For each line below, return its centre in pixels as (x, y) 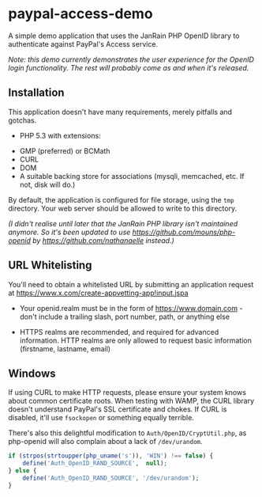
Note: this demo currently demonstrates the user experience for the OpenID (131, 59)
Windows (32, 373)
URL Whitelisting (50, 266)
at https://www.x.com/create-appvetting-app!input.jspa (98, 293)
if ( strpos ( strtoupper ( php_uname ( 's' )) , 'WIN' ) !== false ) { (111, 456)
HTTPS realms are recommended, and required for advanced (119, 332)
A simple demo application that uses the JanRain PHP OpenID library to (124, 36)
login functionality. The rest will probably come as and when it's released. (129, 67)
